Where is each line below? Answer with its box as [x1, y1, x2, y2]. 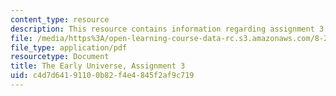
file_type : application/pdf [10, 42, 128, 53]
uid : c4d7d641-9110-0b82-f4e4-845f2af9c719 [10, 71, 195, 81]
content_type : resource [10, 14, 110, 25]
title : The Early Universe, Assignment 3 [10, 61, 186, 71]
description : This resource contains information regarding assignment [10, 24, 315, 34]
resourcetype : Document [10, 52, 110, 62]
